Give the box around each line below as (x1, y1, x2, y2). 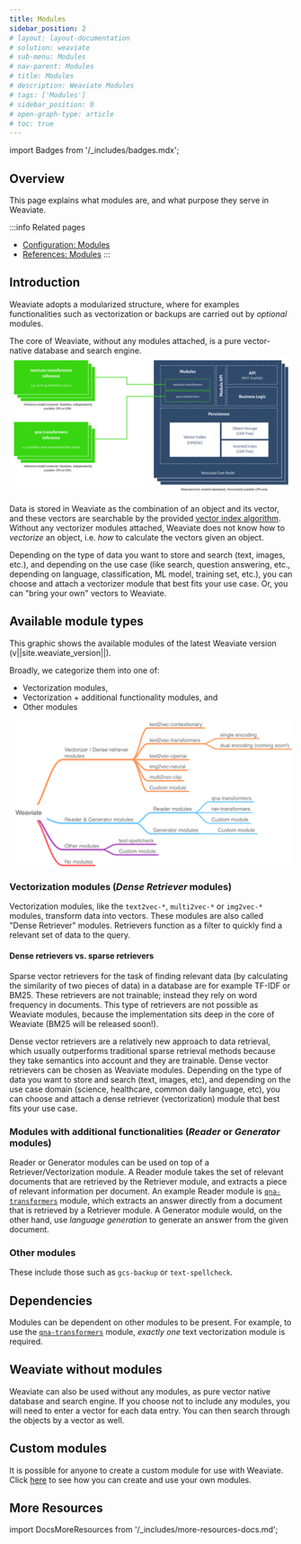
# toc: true (9, 119, 54, 128)
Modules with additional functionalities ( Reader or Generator (9, 1125, 280, 1138)
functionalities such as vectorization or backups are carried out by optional (9, 308, 288, 319)
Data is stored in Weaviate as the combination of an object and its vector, (9, 503, 280, 513)
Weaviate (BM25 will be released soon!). (9, 1018, 159, 1029)
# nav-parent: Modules (9, 62, 94, 71)
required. (9, 1336, 43, 1347)
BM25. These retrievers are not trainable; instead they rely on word (9, 989, 258, 1000)
